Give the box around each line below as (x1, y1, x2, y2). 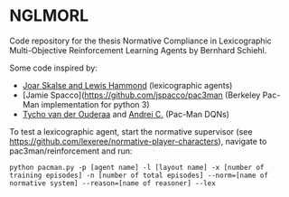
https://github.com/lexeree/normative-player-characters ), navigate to (9, 136, 267, 146)
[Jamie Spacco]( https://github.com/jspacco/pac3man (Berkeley (22, 89, 261, 100)
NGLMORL (9, 5, 89, 26)
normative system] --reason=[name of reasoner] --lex (9, 178, 217, 188)
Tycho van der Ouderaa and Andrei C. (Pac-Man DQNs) (22, 108, 230, 119)
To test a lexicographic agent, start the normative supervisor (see (9, 126, 253, 136)
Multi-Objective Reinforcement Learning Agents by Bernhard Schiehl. (9, 44, 267, 55)
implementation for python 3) (41, 98, 151, 109)
